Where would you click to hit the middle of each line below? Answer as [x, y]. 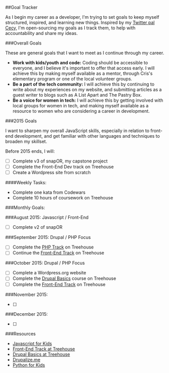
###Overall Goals [23, 43]
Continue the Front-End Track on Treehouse [58, 253]
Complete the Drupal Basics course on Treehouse [64, 278]
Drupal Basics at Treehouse [41, 354]
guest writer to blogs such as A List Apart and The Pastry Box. [77, 95]
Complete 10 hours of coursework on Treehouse [63, 198]
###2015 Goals [21, 121]
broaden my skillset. [26, 141]
